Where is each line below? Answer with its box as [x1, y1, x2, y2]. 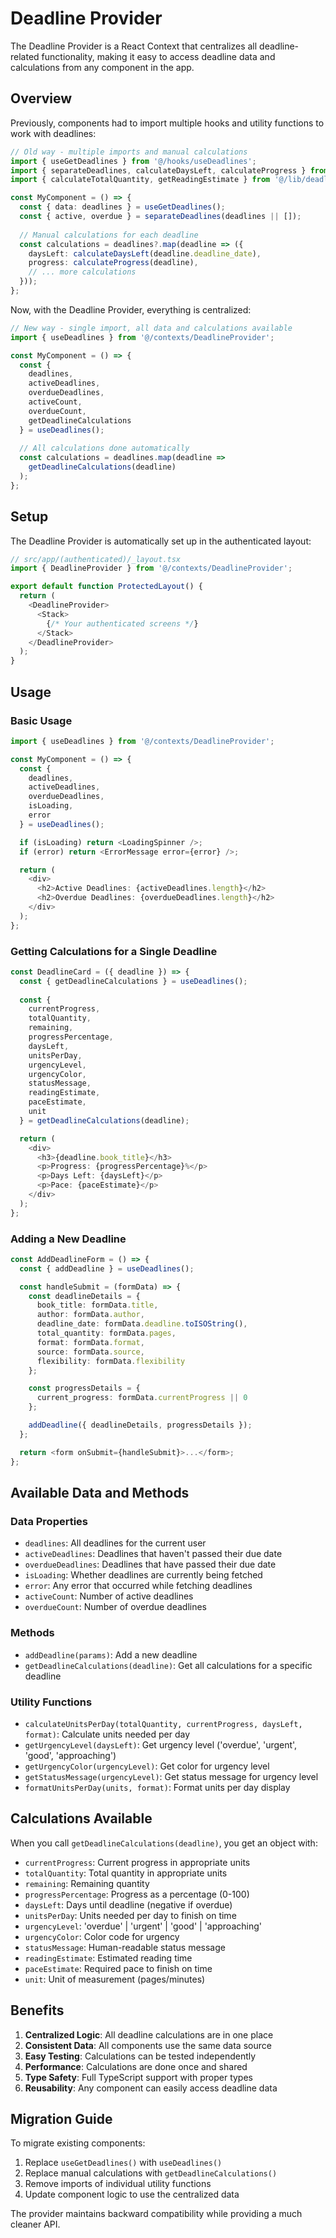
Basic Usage [10, 713, 73, 727]
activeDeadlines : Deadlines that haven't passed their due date [24, 1548, 283, 1560]
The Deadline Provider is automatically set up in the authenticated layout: [10, 535, 312, 547]
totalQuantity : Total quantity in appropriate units [24, 1867, 228, 1879]
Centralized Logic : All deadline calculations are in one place [24, 2028, 274, 2041]
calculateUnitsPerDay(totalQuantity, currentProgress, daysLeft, [24, 1719, 303, 1729]
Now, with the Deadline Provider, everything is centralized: [10, 303, 252, 316]
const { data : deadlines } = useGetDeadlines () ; [19, 202, 226, 212]
